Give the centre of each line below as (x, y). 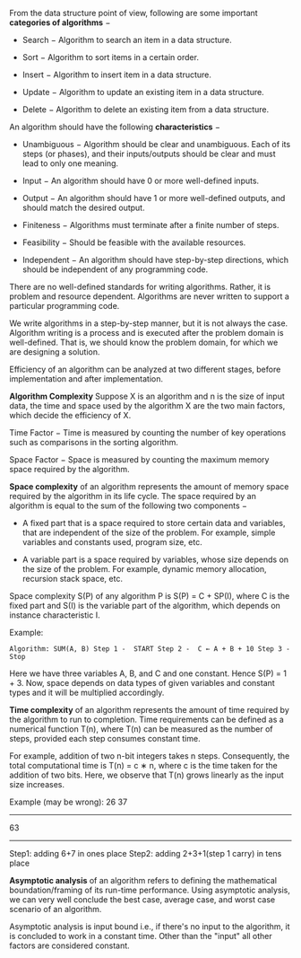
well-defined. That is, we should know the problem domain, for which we (144, 342)
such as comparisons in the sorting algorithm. (94, 442)
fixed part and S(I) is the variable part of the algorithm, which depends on (145, 606)
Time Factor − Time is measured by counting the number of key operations (148, 433)
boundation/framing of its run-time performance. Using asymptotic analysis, (150, 890)
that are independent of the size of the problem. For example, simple (149, 532)
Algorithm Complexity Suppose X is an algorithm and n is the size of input (147, 396)
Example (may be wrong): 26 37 (69, 802)
